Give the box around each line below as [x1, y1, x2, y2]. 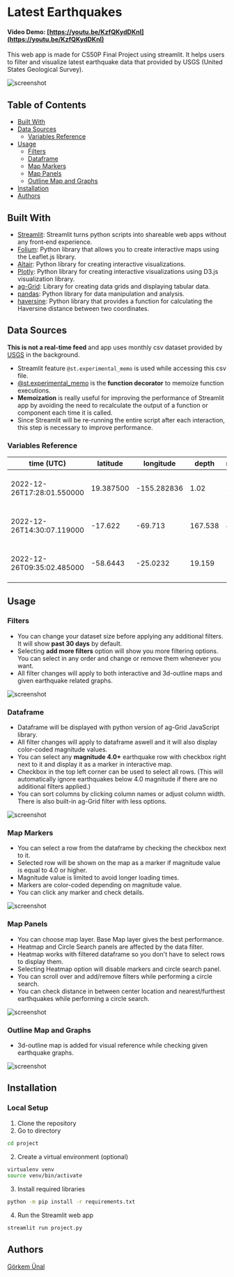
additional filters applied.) [17, 782, 91, 791]
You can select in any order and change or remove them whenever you [17, 654, 221, 662]
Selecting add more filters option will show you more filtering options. [17, 646, 219, 655]
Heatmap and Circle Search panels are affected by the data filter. [17, 942, 204, 951]
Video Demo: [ [7, 27, 50, 36]
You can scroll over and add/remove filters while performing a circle [17, 972, 212, 980]
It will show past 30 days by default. [17, 639, 123, 648]
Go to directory [17, 1126, 61, 1135]
